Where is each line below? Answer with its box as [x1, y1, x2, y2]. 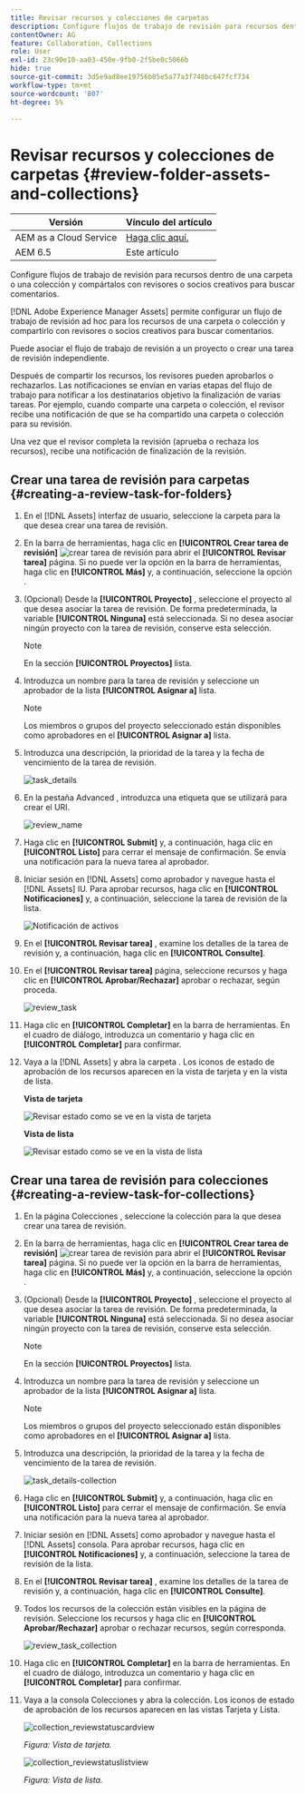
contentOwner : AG [10, 30, 76, 39]
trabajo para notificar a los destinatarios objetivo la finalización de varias [10, 389, 281, 400]
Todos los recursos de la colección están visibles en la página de [23, 1603, 266, 1613]
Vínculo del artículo [126, 216, 213, 229]
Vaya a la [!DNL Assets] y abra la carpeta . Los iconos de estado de [23, 1056, 275, 1067]
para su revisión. [10, 418, 72, 429]
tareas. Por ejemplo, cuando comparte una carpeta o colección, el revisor [10, 399, 285, 410]
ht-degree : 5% [10, 97, 64, 107]
